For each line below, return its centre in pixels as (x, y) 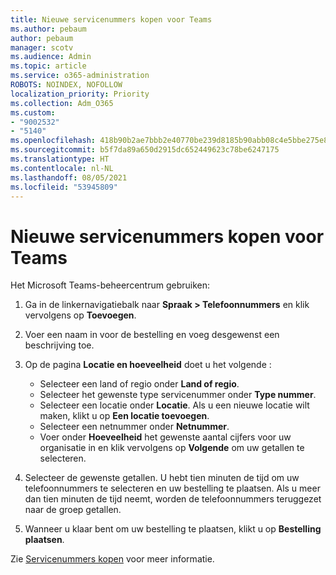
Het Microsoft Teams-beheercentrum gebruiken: (110, 285)
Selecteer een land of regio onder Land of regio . (139, 384)
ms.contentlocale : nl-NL (62, 168)
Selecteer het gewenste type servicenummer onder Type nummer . (178, 395)
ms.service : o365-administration (80, 76)
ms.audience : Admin (51, 57)
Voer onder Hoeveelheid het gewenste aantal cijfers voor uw (165, 437)
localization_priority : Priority (80, 94)
